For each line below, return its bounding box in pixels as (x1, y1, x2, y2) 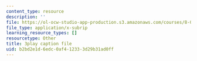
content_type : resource (6, 8, 64, 15)
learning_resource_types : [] (6, 30, 77, 36)
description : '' (6, 14, 46, 20)
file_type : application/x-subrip (6, 24, 88, 31)
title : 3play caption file (6, 41, 72, 47)
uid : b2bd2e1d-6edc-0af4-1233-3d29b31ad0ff (6, 46, 114, 52)
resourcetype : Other (6, 35, 57, 41)
